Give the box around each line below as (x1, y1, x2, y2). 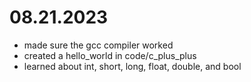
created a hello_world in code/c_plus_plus (23, 49, 197, 61)
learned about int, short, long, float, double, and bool (23, 60, 242, 72)
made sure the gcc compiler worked (23, 39, 174, 51)
